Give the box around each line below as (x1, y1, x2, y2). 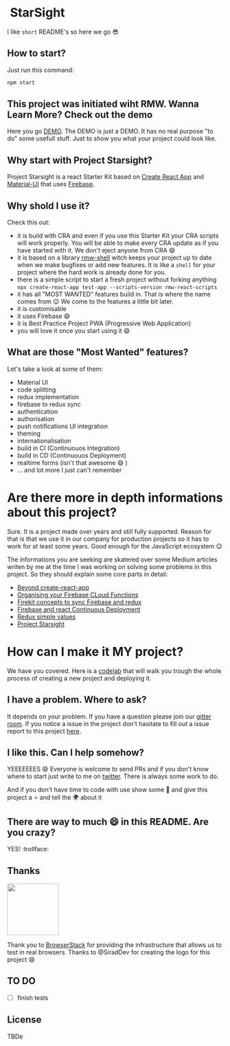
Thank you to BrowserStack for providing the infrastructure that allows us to (7, 941, 222, 949)
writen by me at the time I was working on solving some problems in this (7, 562, 211, 570)
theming (16, 429, 41, 438)
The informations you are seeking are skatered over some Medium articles (7, 555, 218, 564)
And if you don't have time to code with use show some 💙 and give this (7, 786, 208, 794)
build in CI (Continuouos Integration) (16, 444, 120, 452)
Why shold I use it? (7, 200, 91, 211)
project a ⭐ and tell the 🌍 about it (7, 793, 102, 802)
